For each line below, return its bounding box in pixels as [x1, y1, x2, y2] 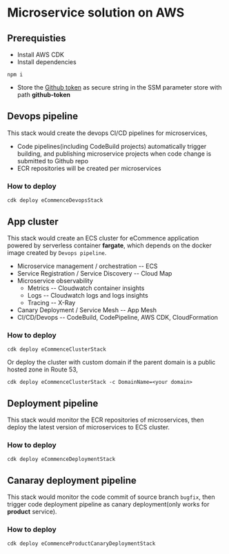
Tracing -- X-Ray [27, 298, 76, 307]
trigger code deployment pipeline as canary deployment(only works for [7, 500, 210, 509]
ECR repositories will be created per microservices [17, 164, 161, 172]
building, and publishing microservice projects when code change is [17, 150, 212, 158]
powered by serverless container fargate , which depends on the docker [7, 241, 212, 249]
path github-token [17, 91, 71, 99]
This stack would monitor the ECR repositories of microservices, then [7, 415, 205, 424]
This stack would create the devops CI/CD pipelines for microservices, [7, 129, 208, 137]
